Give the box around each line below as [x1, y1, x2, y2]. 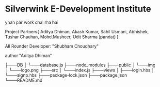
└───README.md [5, 77, 43, 83]
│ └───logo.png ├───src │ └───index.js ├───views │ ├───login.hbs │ [5, 67, 155, 73]
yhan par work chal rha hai [5, 19, 59, 25]
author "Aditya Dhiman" [5, 52, 52, 58]
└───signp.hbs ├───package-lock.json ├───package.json [5, 72, 127, 78]
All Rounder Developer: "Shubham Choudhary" [5, 43, 99, 49]
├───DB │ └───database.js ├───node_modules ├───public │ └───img [5, 62, 156, 68]
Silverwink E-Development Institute [5, 3, 151, 14]
